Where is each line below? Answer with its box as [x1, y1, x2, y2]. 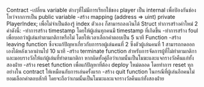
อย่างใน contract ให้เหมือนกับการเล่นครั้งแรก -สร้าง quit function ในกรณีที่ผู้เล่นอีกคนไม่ [6, 68, 195, 75]
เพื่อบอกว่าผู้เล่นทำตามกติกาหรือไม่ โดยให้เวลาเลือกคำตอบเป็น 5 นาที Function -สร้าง [6, 34, 181, 41]
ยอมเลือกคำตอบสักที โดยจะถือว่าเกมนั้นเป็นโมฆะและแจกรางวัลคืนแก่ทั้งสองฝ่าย [6, 75, 165, 82]
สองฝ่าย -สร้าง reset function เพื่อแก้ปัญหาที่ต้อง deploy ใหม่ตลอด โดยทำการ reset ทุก [6, 61, 194, 68]
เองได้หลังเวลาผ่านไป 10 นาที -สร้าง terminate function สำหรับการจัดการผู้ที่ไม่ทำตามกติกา [6, 47, 197, 55]
